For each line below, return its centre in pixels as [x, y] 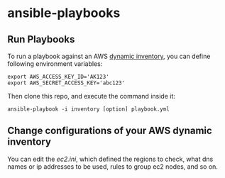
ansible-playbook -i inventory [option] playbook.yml [89, 109]
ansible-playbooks [64, 13]
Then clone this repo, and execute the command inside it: [91, 96]
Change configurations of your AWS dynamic [110, 131]
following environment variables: [55, 64]
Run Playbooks [41, 39]
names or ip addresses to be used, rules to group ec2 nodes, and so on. [113, 166]
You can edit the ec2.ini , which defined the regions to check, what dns [110, 159]
